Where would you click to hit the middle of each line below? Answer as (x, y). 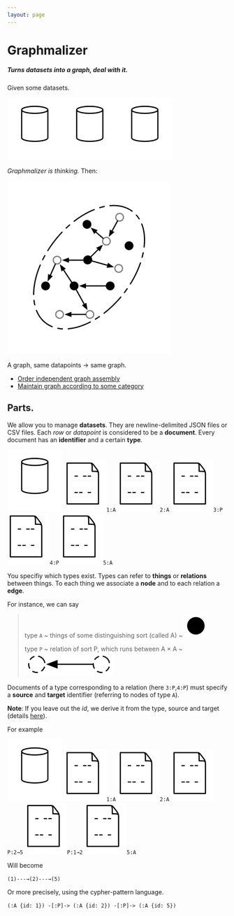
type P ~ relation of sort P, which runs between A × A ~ (103, 649)
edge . (16, 591)
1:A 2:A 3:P (164, 510)
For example (25, 729)
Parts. (21, 408)
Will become (25, 865)
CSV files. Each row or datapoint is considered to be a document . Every (111, 432)
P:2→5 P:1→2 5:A (72, 852)
